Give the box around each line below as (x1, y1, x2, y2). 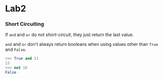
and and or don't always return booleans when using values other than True (5, 41, 159, 47)
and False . (5, 46, 27, 52)
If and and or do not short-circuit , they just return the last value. (5, 32, 134, 38)
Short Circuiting (5, 21, 44, 28)
